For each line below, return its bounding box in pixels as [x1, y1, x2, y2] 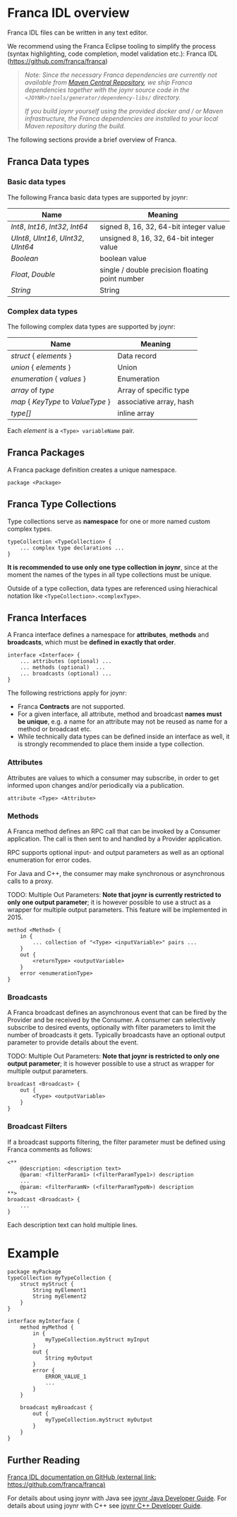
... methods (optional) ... [20, 664, 106, 671]
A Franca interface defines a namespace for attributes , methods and [7, 630, 209, 639]
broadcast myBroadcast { [20, 1404, 93, 1411]
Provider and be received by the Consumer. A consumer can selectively [7, 1016, 216, 1024]
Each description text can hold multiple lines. [7, 1220, 138, 1229]
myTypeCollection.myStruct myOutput [44, 1416, 153, 1424]
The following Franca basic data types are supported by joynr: [7, 193, 188, 202]
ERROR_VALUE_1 [44, 1373, 87, 1380]
